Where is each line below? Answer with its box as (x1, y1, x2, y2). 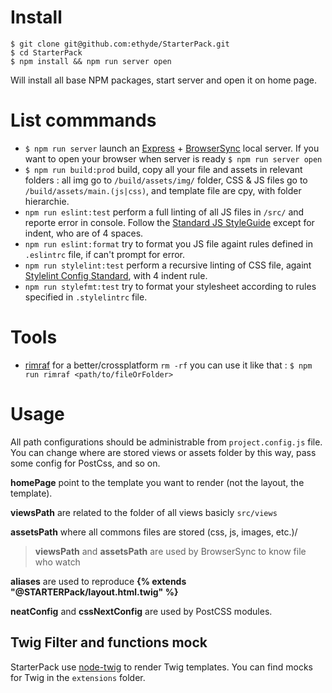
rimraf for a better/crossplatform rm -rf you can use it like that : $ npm (24, 359, 313, 371)
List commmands (10, 109, 157, 132)
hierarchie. (24, 195, 70, 207)
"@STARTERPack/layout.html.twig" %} (10, 586, 179, 598)
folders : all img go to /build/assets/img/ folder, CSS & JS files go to (24, 174, 308, 186)
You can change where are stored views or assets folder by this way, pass (10, 446, 317, 458)
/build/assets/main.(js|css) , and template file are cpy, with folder (24, 184, 302, 196)
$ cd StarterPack (10, 47, 83, 58)
